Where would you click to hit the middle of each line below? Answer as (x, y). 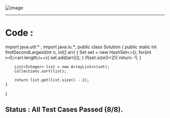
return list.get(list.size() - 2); (52, 80)
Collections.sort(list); (40, 71)
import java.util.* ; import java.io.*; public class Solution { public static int (81, 47)
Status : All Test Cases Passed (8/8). (64, 110)
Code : (19, 33)
